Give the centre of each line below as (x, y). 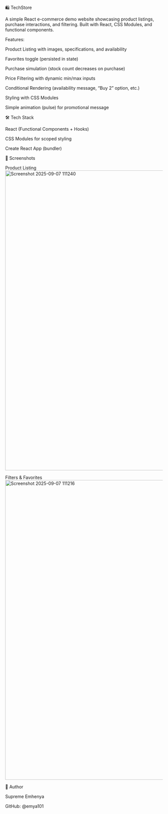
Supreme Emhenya (25, 796)
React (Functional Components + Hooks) (47, 129)
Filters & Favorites (24, 477)
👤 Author (14, 787)
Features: (15, 39)
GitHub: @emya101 (24, 806)
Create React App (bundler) (33, 148)
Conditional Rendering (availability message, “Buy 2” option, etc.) (72, 88)
